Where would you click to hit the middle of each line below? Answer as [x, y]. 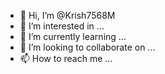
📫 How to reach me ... [66, 58]
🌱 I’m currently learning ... [73, 36]
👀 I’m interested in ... [62, 26]
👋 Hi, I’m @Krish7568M [67, 15]
